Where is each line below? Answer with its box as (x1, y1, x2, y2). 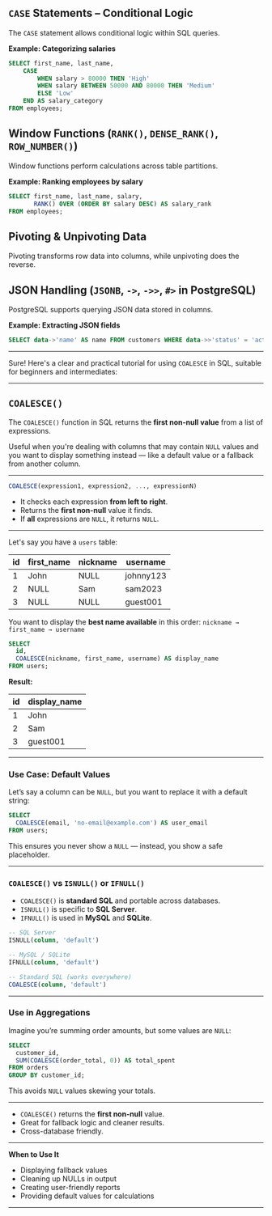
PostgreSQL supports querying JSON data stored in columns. (8, 305, 214, 314)
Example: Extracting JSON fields (8, 320, 121, 330)
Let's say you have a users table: (8, 537, 118, 547)
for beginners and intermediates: (8, 366, 118, 376)
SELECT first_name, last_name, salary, (8, 192, 143, 201)
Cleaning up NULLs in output (19, 1174, 117, 1184)
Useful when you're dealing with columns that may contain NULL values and (8, 441, 259, 451)
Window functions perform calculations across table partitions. (8, 161, 219, 171)
